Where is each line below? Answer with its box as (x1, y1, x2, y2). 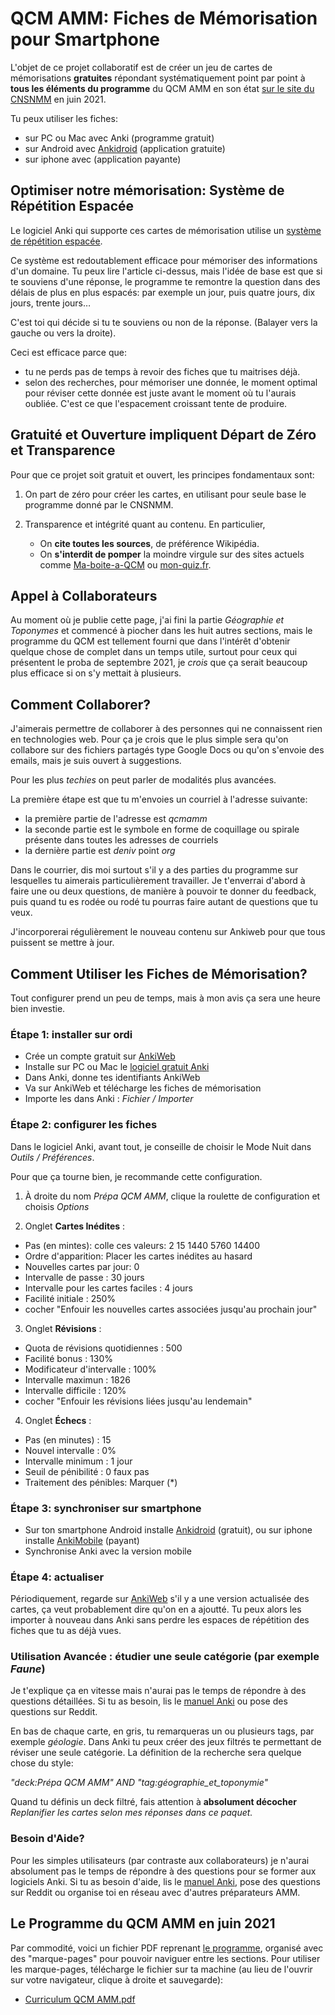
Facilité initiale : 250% (24, 1292, 117, 1304)
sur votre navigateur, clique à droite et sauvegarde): (10, 1973, 224, 1986)
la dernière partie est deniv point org (24, 845, 176, 857)
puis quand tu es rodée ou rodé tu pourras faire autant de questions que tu (10, 896, 318, 908)
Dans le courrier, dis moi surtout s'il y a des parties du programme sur (10, 864, 299, 876)
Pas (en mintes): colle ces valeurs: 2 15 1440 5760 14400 (24, 1239, 261, 1251)
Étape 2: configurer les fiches (10, 1118, 158, 1132)
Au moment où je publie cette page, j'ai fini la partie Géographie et (10, 614, 285, 626)
